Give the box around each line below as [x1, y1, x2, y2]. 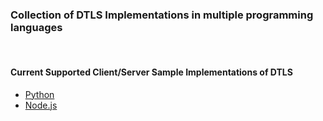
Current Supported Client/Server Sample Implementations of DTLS [10, 66, 293, 78]
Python [24, 88, 55, 100]
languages [10, 20, 63, 34]
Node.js [24, 99, 58, 111]
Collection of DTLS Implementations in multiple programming [10, 8, 314, 22]
